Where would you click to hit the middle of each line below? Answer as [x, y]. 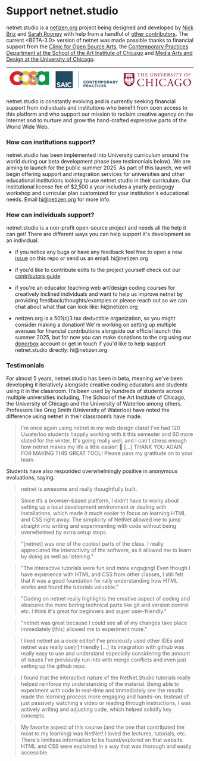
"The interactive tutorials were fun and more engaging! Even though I [105, 568]
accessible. [35, 753]
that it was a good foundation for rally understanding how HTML [99, 581]
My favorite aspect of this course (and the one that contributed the [103, 727]
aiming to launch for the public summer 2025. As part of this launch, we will [99, 168]
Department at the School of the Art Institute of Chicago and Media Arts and [99, 52]
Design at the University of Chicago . [51, 59]
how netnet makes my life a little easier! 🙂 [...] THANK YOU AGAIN [101, 447]
